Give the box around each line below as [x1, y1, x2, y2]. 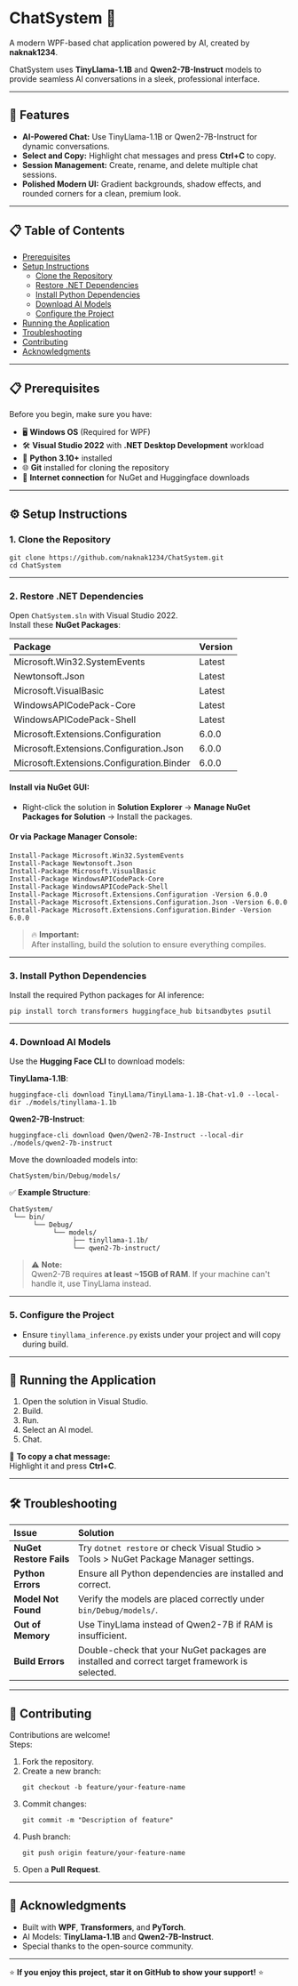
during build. [21, 1339, 69, 1349]
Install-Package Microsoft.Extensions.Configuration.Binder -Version [9, 905, 272, 914]
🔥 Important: [30, 929, 80, 939]
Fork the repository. [21, 1757, 95, 1767]
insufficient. [78, 1629, 127, 1642]
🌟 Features [9, 108, 70, 123]
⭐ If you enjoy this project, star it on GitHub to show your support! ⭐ [9, 1966, 264, 1977]
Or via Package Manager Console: [9, 832, 137, 842]
